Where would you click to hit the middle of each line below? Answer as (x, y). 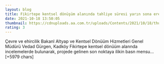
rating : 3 (15, 28)
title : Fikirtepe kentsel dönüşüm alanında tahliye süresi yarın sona (78, 14)
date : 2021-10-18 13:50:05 (32, 18)
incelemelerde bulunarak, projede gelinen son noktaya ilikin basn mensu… (80, 52)
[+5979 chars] (20, 57)
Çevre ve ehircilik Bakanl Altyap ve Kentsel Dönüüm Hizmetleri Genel (74, 41)
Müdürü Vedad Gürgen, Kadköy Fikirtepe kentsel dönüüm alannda (71, 47)
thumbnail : (16, 23)
